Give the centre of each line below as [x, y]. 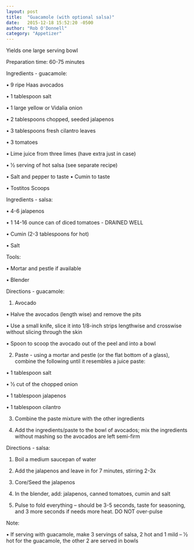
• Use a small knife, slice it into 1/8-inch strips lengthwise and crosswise [94, 326]
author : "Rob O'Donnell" [37, 28]
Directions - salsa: [28, 448]
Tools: [14, 257]
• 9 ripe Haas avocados [35, 85]
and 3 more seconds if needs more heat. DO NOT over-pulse [89, 512]
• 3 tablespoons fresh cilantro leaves [51, 131]
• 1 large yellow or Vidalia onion [44, 108]
